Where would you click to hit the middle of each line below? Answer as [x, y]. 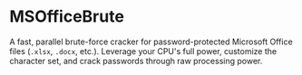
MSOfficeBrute [67, 17]
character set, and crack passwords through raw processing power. [136, 61]
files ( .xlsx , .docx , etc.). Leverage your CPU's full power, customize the [143, 51]
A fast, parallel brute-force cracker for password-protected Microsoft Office [151, 42]
